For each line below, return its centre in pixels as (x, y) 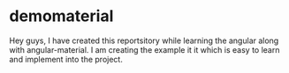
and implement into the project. (66, 59)
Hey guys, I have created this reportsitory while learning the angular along (144, 40)
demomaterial (61, 16)
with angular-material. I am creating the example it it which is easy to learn (144, 49)
